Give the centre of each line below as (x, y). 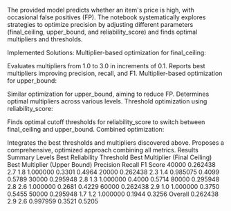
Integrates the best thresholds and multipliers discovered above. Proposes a (116, 143)
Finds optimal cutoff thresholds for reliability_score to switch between (106, 122)
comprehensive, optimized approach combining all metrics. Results (103, 150)
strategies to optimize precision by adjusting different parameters (100, 24)
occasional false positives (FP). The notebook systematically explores (107, 17)
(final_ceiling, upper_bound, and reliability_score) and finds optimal (102, 32)
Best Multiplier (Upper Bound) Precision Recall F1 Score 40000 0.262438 (111, 164)
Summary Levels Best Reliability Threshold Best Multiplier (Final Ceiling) (110, 157)
